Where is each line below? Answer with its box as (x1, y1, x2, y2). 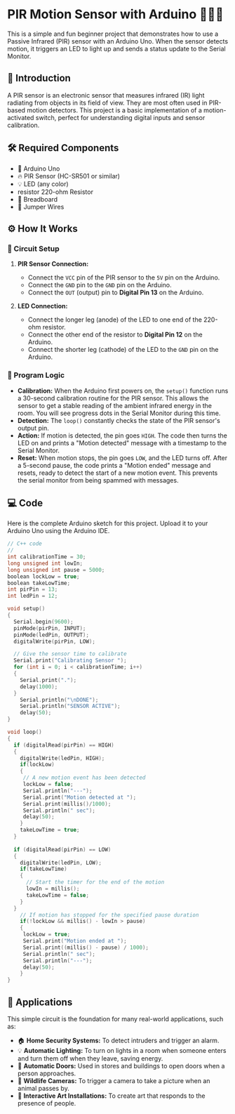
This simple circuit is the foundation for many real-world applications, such (7, 1015, 224, 1023)
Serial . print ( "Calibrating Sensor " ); (13, 657, 128, 664)
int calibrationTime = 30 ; (7, 553, 86, 561)
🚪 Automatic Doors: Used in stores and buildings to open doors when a (17, 1062, 225, 1070)
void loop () (7, 728, 42, 736)
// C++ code (7, 540, 42, 547)
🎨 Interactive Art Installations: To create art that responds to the (17, 1092, 206, 1100)
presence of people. (17, 1099, 76, 1108)
